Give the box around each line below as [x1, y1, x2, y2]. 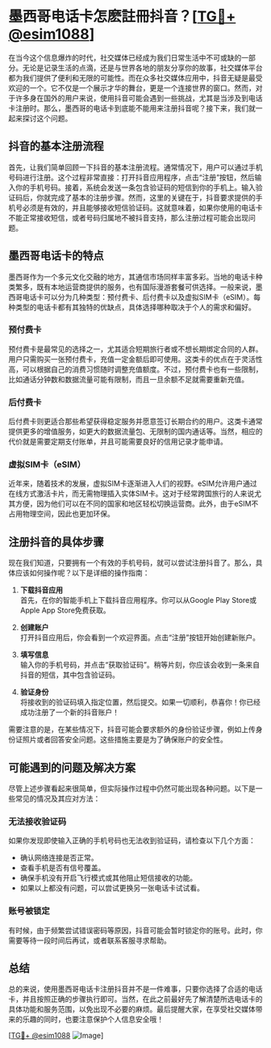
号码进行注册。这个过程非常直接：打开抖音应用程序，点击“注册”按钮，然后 [8, 172, 256, 182]
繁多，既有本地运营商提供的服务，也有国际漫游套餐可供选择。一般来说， [15, 282, 256, 292]
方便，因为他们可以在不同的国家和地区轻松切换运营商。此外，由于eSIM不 [15, 499, 259, 509]
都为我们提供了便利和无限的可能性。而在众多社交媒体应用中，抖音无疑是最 [8, 73, 256, 82]
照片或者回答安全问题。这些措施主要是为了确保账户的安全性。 [22, 734, 227, 744]
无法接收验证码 [8, 816, 67, 827]
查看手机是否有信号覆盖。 [19, 863, 106, 873]
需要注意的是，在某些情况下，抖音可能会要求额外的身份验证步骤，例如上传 [8, 725, 256, 734]
